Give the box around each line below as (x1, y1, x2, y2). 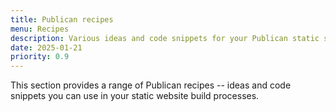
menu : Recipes (10, 24, 70, 34)
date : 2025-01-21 (10, 42, 83, 53)
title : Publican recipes (10, 14, 114, 25)
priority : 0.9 (10, 52, 70, 62)
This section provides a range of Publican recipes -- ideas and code (10, 79, 292, 91)
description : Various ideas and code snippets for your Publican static (10, 33, 320, 43)
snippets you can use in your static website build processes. (10, 90, 260, 102)
